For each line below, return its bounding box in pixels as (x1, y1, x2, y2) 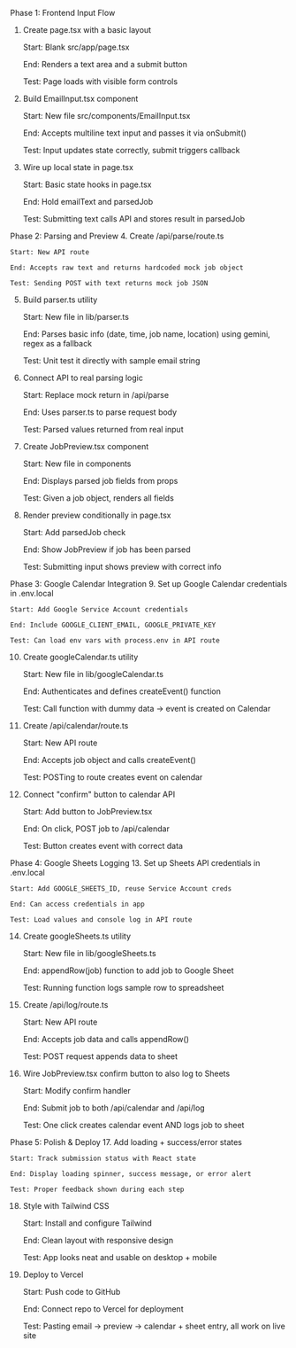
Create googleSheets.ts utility (22, 931, 132, 941)
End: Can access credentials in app (10, 900, 145, 908)
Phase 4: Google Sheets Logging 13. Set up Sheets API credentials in (10, 858, 261, 868)
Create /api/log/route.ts (22, 1000, 109, 1009)
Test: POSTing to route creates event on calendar (22, 772, 203, 783)
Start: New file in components (22, 458, 132, 469)
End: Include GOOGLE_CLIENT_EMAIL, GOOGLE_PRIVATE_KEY (10, 620, 216, 629)
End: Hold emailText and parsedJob (22, 197, 154, 206)
